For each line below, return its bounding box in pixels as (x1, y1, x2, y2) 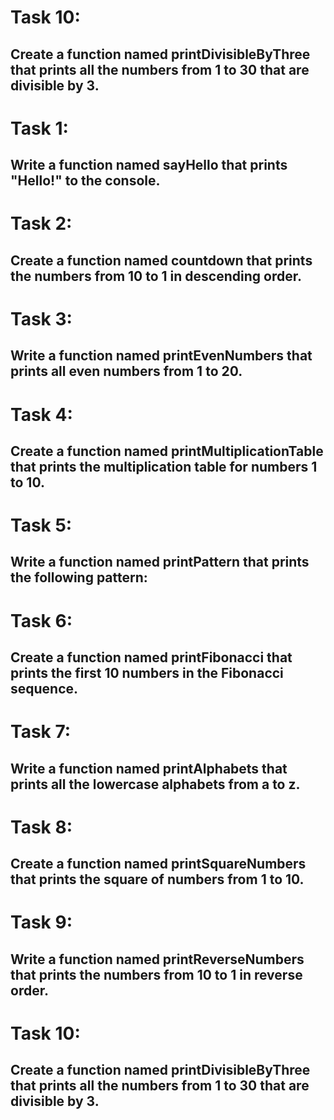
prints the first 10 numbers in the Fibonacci (10, 665, 284, 682)
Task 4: (10, 403, 73, 426)
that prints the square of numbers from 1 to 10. (10, 871, 305, 888)
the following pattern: (10, 569, 148, 586)
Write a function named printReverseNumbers (10, 951, 305, 968)
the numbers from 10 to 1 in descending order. (10, 267, 302, 285)
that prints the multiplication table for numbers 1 (10, 458, 318, 475)
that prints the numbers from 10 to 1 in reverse (10, 966, 303, 983)
